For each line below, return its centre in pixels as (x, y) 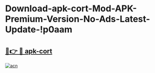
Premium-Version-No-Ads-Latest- (78, 19)
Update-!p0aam (39, 30)
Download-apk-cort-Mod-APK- (71, 9)
